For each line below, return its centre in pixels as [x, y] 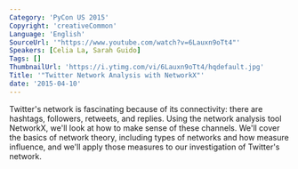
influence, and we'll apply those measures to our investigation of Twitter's [145, 147]
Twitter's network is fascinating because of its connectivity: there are [136, 109]
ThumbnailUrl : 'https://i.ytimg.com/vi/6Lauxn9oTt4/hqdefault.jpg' [137, 68]
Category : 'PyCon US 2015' [59, 17]
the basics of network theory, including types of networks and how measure [149, 137]
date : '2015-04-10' [45, 84]
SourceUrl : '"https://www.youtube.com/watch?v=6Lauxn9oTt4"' [125, 42]
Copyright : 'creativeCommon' [63, 26]
